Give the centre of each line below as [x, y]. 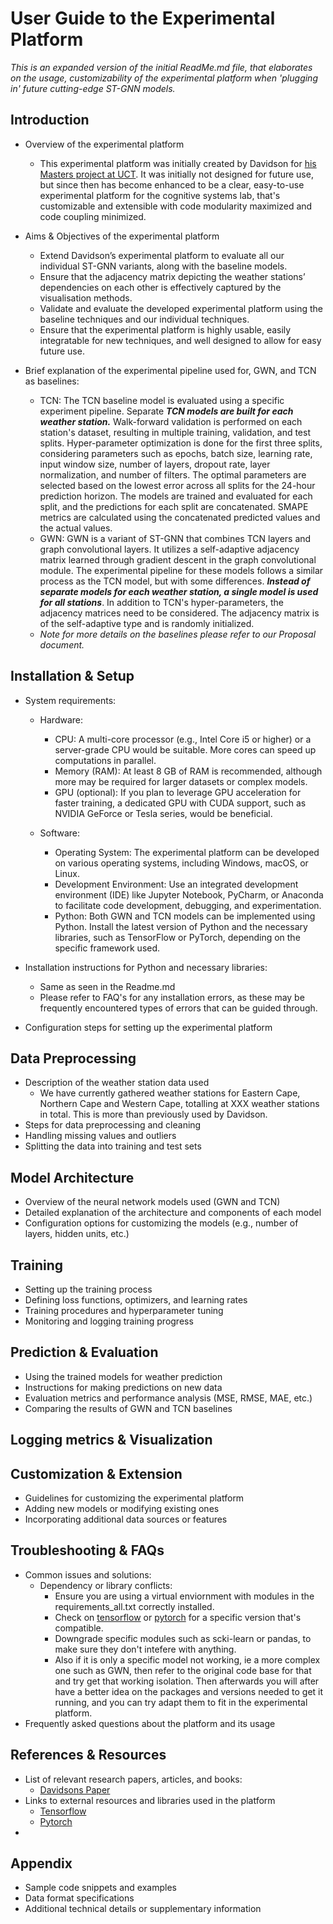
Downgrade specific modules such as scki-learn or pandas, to [183, 1638]
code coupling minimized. [93, 216]
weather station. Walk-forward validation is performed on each [171, 421]
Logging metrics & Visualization [111, 1440]
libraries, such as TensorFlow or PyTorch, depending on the [177, 937]
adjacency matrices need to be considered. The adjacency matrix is [179, 613]
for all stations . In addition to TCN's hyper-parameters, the [161, 602]
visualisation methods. [86, 298]
